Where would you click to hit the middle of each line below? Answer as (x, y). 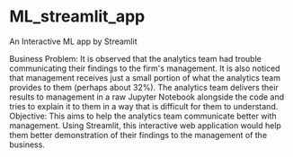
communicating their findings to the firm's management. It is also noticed (145, 68)
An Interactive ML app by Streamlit (73, 41)
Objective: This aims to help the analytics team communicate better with (143, 116)
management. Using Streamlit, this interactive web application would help (145, 125)
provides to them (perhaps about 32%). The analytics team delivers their (144, 87)
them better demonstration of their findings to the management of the (138, 135)
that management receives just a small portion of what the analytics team (145, 77)
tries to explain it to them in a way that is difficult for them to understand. (144, 106)
